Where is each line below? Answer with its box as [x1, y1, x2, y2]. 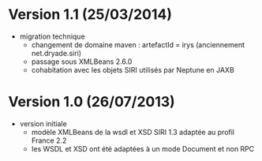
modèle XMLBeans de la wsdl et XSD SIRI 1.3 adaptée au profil [31, 127, 235, 137]
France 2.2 [31, 136, 67, 145]
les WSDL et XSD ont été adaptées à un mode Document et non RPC [31, 144, 255, 153]
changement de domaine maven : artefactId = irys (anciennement [31, 39, 245, 49]
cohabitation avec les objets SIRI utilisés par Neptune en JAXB [31, 65, 234, 74]
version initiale [19, 118, 67, 128]
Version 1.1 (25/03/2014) [8, 6, 172, 24]
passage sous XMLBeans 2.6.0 [31, 57, 133, 66]
